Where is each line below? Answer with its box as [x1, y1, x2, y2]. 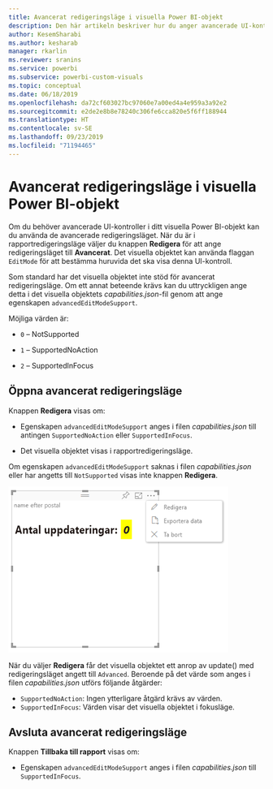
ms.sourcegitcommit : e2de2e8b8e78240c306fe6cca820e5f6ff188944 [8, 107, 227, 115]
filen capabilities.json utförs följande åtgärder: [8, 678, 162, 688]
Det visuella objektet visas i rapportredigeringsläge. [19, 446, 193, 455]
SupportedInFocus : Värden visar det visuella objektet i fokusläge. [19, 702, 236, 712]
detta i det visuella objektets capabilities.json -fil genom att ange [8, 289, 223, 299]
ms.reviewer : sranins [8, 56, 82, 64]
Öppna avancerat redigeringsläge [8, 384, 183, 398]
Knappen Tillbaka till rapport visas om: [8, 747, 140, 757]
